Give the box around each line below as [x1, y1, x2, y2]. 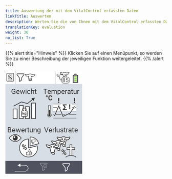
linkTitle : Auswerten [5, 13, 52, 19]
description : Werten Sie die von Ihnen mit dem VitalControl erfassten [5, 19, 161, 24]
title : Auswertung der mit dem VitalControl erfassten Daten [5, 8, 139, 13]
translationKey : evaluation [5, 25, 66, 30]
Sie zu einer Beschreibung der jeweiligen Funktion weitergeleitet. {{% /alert [5, 55, 164, 62]
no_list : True [5, 35, 36, 41]
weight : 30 [5, 30, 29, 35]
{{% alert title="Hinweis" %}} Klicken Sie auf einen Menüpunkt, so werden [5, 50, 162, 56]
